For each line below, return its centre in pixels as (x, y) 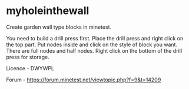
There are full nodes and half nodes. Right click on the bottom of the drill (94, 50)
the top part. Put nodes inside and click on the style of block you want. (92, 44)
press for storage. (28, 57)
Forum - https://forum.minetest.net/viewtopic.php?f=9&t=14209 (84, 80)
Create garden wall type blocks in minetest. (59, 27)
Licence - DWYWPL (30, 68)
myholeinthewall (48, 11)
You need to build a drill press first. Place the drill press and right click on (95, 38)
